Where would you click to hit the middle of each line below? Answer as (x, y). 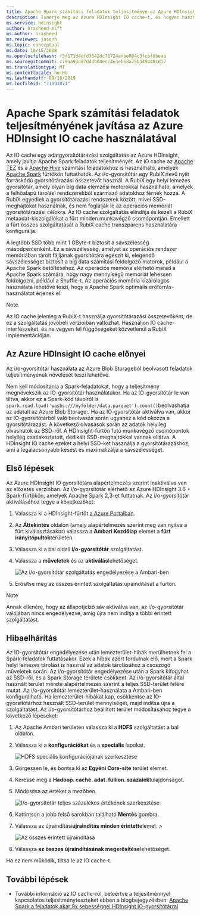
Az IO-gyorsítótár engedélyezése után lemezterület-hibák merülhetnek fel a (99, 653)
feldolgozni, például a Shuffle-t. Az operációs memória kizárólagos (88, 280)
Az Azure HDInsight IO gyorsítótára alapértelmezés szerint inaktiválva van (97, 483)
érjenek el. (49, 293)
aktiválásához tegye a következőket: (51, 502)
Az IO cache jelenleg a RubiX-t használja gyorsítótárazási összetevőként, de (99, 316)
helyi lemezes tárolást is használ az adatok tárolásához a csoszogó (88, 665)
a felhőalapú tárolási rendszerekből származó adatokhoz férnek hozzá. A (96, 193)
